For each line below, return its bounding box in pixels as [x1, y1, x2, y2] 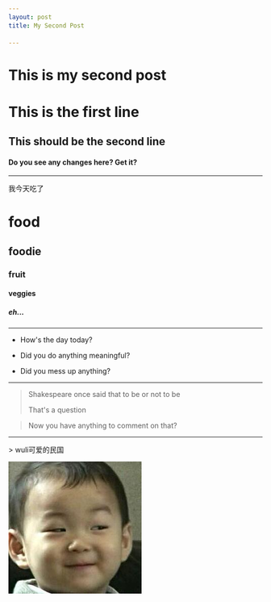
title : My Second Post [8, 21, 85, 30]
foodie [8, 245, 42, 258]
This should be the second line [8, 135, 165, 148]
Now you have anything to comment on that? [27, 420, 177, 431]
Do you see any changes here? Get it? [8, 157, 138, 167]
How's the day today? [19, 335, 93, 345]
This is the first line [8, 102, 140, 121]
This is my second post [8, 65, 167, 84]
